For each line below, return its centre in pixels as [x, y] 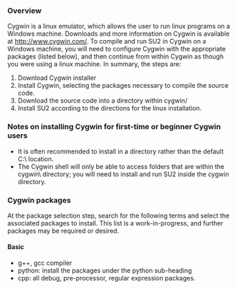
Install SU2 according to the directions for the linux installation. [110, 108]
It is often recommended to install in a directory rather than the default [121, 151]
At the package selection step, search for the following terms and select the [118, 216]
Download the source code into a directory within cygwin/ [102, 101]
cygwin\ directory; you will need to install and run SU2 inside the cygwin [123, 174]
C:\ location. [36, 158]
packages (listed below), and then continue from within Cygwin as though [116, 56]
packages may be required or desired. [63, 230]
